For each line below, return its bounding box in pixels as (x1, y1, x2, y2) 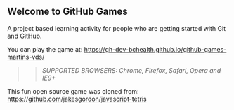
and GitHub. (7, 32, 42, 40)
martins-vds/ (7, 53, 45, 61)
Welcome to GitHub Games (7, 6, 128, 18)
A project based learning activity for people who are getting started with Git (7, 24, 226, 32)
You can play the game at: (7, 45, 83, 53)
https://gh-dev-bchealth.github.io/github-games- (84, 45, 227, 53)
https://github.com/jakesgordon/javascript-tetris (7, 95, 148, 103)
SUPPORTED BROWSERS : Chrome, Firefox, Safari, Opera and (41, 66, 221, 74)
